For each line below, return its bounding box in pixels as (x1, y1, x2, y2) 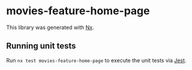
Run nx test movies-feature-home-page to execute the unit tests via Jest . (6, 56, 187, 63)
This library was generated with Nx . (6, 24, 94, 31)
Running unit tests (6, 41, 76, 51)
